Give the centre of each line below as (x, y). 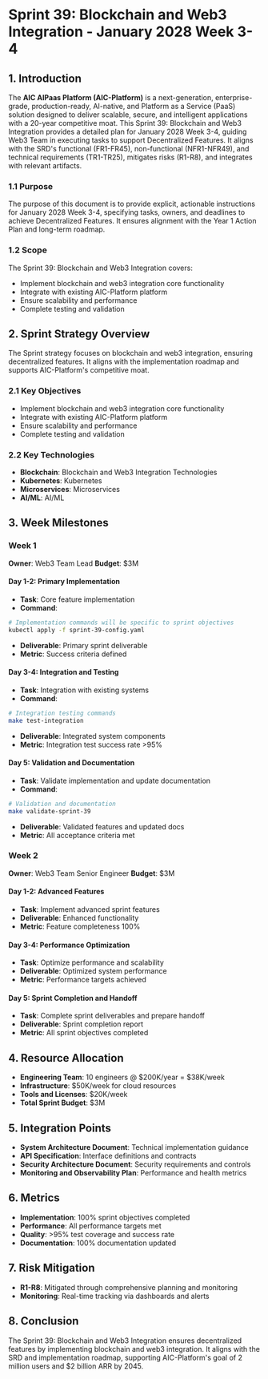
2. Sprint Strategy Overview (79, 334)
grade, (19, 106)
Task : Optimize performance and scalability (92, 962)
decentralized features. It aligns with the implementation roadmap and (124, 361)
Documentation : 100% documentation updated (98, 1243)
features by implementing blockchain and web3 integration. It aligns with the (134, 1349)
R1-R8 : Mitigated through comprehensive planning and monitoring (129, 1287)
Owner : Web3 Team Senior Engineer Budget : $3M (92, 873)
